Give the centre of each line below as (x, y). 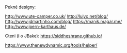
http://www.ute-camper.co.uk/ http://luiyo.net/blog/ (56, 16)
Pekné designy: (21, 7)
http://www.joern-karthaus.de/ (36, 26)
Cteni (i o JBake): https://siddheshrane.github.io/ (54, 36)
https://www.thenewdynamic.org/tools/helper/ (51, 45)
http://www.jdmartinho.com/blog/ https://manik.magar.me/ (63, 21)
